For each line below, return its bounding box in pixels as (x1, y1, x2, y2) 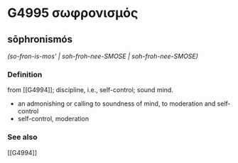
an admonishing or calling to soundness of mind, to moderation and (17, 99, 216, 108)
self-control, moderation (17, 115, 90, 123)
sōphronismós (7, 33, 73, 45)
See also (7, 133, 38, 142)
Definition (7, 69, 43, 79)
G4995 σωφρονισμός (7, 5, 139, 21)
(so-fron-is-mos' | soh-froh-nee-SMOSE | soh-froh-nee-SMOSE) (7, 52, 199, 60)
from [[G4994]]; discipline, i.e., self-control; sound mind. (7, 86, 174, 94)
